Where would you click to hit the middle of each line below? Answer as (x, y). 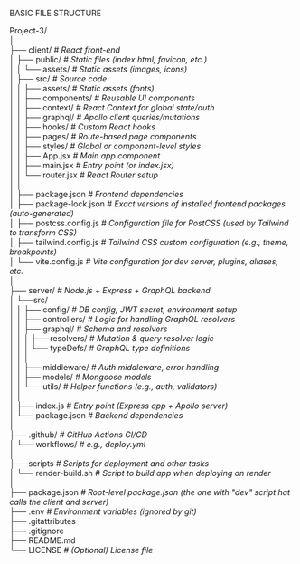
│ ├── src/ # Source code (58, 79)
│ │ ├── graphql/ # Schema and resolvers (89, 329)
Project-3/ (28, 30)
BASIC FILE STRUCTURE (56, 13)
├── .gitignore (37, 531)
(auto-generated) (42, 213)
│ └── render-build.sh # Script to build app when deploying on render (140, 473)
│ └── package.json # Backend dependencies (96, 415)
